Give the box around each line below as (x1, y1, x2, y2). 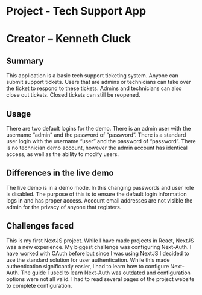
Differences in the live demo (6, 168, 114, 178)
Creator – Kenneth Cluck (6, 32, 131, 46)
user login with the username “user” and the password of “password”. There (6, 138, 196, 144)
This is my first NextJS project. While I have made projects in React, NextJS (6, 237, 194, 244)
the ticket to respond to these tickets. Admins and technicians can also (6, 85, 182, 92)
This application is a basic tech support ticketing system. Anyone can (6, 72, 179, 79)
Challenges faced (6, 221, 74, 231)
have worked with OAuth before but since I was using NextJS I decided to (6, 250, 189, 257)
